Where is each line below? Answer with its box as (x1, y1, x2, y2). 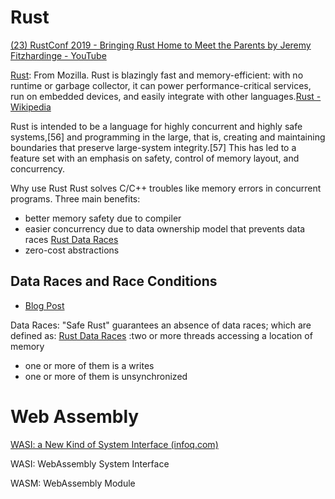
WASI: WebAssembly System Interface (10, 457, 170, 470)
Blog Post (24, 299, 65, 311)
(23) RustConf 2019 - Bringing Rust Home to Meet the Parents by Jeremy (10, 39, 312, 51)
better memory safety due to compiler (24, 212, 182, 224)
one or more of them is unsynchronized (24, 370, 188, 382)
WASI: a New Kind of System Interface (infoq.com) (10, 438, 219, 450)
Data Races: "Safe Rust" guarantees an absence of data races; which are (10, 319, 312, 331)
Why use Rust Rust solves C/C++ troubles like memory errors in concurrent (10, 182, 322, 194)
